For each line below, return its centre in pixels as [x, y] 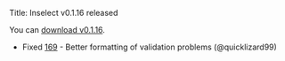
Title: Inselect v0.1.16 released [64, 13]
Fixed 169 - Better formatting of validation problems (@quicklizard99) [150, 47]
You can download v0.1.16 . [57, 30]
